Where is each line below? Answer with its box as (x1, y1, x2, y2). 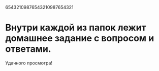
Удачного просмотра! (5, 60, 52, 66)
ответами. (5, 43, 52, 55)
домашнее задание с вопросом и (5, 33, 154, 44)
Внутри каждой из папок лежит (5, 22, 146, 33)
